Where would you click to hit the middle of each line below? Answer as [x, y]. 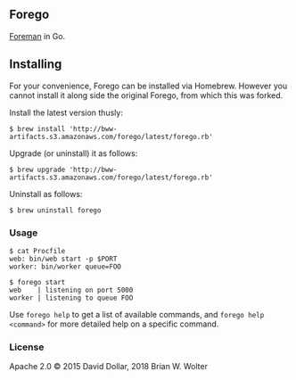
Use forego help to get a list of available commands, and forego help [137, 314]
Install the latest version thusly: [66, 112]
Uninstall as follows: [46, 194]
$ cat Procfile [37, 251]
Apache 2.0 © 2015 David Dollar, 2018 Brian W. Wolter [108, 367]
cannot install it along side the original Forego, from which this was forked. [146, 95]
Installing [36, 65]
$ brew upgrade [37, 169]
